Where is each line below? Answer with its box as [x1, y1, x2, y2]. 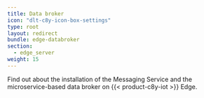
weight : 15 [7, 56, 39, 63]
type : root [7, 23, 39, 30]
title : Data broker [7, 10, 64, 17]
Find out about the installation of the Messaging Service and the [7, 75, 193, 83]
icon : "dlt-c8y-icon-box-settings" [7, 17, 111, 24]
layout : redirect [7, 29, 58, 37]
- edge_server [13, 50, 55, 57]
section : [7, 43, 33, 50]
